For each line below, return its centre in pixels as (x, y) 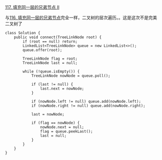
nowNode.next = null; (62, 127)
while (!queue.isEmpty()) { (51, 71)
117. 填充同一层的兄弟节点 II (32, 7)
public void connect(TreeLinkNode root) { (58, 37)
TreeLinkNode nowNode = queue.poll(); (71, 76)
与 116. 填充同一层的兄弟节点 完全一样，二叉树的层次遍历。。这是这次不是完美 (81, 18)
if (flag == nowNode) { (55, 123)
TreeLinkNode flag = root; (50, 59)
